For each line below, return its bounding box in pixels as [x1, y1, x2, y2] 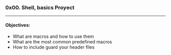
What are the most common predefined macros [12, 38, 112, 44]
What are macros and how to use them [12, 33, 94, 39]
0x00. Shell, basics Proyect [5, 4, 75, 11]
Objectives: [5, 22, 31, 28]
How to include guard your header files [12, 44, 95, 50]
